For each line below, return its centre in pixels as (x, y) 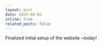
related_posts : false (28, 24)
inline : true (19, 19)
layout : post (19, 10)
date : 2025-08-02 (23, 14)
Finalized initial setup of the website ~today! (51, 38)
